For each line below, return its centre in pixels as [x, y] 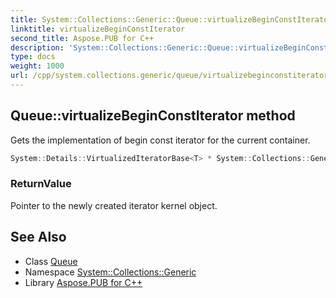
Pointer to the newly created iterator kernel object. [114, 205]
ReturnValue [41, 184]
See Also [38, 237]
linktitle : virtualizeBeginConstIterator [98, 29]
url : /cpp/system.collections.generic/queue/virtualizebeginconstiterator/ [171, 76]
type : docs [33, 57]
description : [37, 47]
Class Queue [51, 261]
